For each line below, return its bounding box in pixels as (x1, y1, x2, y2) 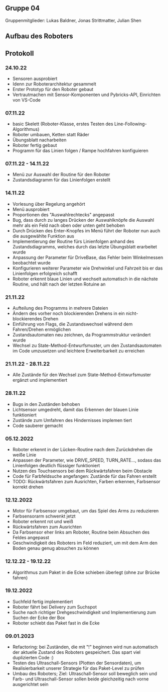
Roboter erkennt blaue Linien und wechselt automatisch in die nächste (12, 276, 158, 282)
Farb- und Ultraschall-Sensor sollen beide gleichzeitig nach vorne (12, 676, 149, 682)
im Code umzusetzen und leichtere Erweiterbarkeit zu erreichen (12, 348, 145, 354)
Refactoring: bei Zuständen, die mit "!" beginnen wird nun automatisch (12, 644, 158, 650)
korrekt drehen (12, 484, 44, 490)
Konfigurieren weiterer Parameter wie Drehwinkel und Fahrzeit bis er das (12, 265, 163, 271)
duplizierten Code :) (12, 655, 54, 661)
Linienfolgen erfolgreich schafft (12, 270, 78, 276)
